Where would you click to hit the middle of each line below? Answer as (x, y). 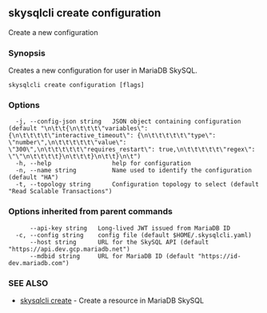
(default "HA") (34, 178)
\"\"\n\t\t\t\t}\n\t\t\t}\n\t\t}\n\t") (75, 156)
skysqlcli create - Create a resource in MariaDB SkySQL (112, 300)
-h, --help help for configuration (104, 164)
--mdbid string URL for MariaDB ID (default (112, 256)
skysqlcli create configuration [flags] (77, 85)
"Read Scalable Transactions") (60, 192)
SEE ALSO (28, 283)
